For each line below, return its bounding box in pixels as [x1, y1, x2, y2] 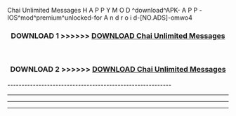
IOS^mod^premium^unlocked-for [7, 13, 103, 22]
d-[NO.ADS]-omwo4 [133, 13, 193, 22]
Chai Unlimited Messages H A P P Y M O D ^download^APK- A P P [7, 6, 198, 14]
